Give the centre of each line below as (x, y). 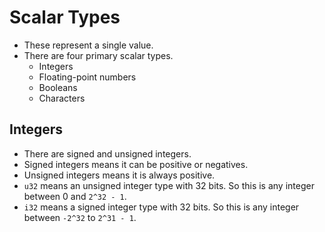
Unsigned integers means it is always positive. (119, 175)
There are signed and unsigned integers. (107, 153)
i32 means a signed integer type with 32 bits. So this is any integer (161, 207)
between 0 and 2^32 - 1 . (75, 196)
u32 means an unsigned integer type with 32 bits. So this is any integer (169, 185)
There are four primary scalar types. (98, 55)
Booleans (58, 87)
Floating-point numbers (87, 77)
